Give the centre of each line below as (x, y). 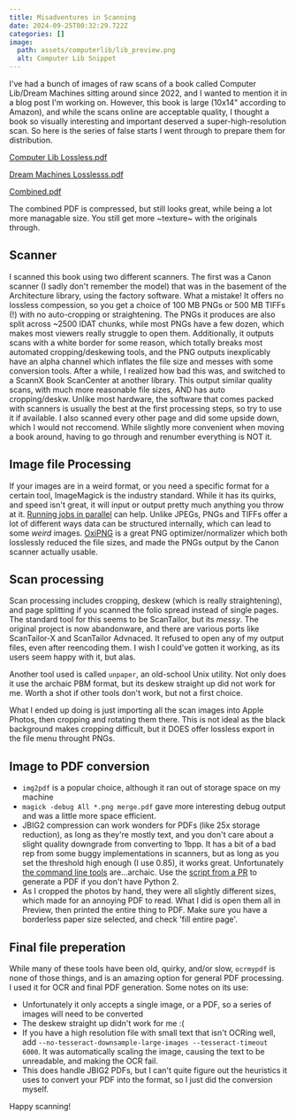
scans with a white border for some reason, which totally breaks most (136, 343)
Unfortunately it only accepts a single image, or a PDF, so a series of (147, 1005)
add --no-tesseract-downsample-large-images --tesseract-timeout (144, 1042)
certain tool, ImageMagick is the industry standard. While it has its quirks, (143, 495)
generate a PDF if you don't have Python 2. (100, 882)
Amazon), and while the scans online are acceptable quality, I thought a (139, 112)
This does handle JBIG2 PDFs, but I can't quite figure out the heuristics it (154, 1070)
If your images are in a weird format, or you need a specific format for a (139, 486)
